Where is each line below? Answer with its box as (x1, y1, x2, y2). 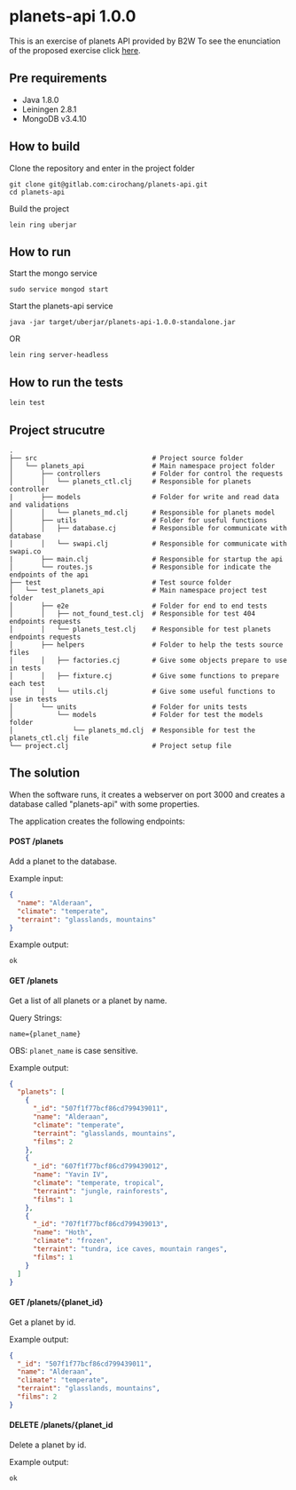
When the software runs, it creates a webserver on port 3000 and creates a (9, 789, 285, 800)
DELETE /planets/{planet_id (9, 1420, 113, 1430)
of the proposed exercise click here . (9, 44, 141, 55)
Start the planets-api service (9, 300, 113, 312)
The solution (9, 766, 81, 781)
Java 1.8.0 (21, 94, 59, 105)
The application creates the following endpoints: (9, 816, 186, 826)
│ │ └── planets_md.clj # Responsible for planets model (9, 508, 276, 517)
